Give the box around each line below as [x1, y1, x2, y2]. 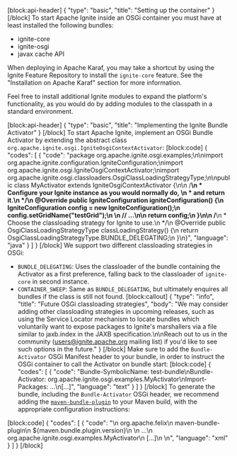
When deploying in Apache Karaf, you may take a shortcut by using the [7, 64, 214, 71]
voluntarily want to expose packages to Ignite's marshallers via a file [17, 322, 217, 331]
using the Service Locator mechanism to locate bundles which [17, 315, 200, 323]
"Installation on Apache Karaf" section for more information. [7, 78, 183, 87]
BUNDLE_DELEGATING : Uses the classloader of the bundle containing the [17, 262, 221, 271]
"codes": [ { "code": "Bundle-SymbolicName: [17, 368, 150, 375]
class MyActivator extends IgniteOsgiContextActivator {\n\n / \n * [13, 181, 203, 189]
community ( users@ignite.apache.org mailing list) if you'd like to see [17, 337, 218, 346]
